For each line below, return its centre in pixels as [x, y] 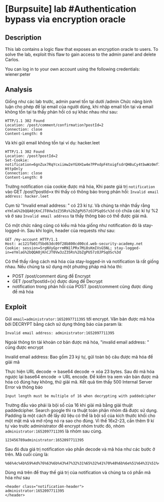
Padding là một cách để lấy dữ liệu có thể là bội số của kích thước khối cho [80, 415]
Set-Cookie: [17, 160]
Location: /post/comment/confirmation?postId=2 [54, 125]
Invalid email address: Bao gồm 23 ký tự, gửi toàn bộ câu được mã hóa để [79, 357]
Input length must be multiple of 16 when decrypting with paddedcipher [81, 396]
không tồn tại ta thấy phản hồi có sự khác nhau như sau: [61, 112]
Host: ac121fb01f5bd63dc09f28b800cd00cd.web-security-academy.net [74, 244]
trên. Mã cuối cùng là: [27, 454]
